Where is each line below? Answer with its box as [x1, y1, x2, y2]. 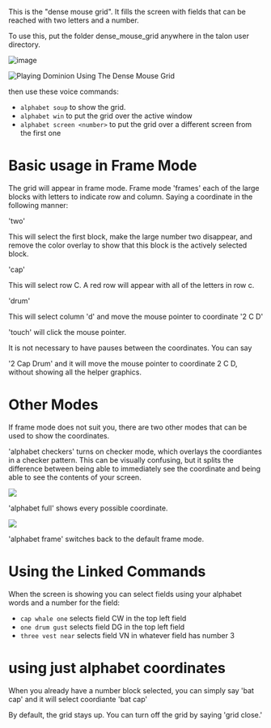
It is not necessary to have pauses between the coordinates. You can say [8, 343, 252, 353]
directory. [8, 40, 40, 49]
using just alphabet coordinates [8, 659, 227, 677]
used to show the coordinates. [8, 430, 110, 440]
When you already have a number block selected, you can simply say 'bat [8, 685, 255, 695]
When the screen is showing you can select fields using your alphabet [8, 589, 243, 599]
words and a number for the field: [8, 598, 120, 607]
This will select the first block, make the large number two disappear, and [8, 231, 253, 241]
